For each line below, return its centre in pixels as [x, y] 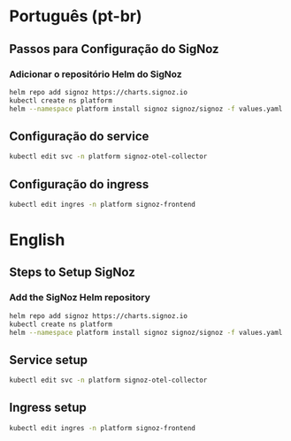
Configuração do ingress [79, 184]
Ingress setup [48, 408]
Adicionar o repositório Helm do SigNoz [96, 74]
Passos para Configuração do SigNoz [114, 49]
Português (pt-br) [76, 16]
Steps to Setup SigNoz [72, 273]
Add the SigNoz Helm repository [80, 298]
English [37, 240]
